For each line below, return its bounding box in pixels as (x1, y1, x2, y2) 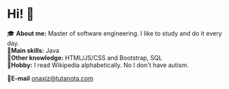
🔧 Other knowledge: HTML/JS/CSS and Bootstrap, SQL (7, 53, 162, 62)
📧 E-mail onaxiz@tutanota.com (7, 74, 94, 82)
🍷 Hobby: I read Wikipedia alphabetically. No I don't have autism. (7, 61, 189, 69)
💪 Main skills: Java (7, 46, 60, 54)
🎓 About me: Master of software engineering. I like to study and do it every (7, 29, 222, 37)
